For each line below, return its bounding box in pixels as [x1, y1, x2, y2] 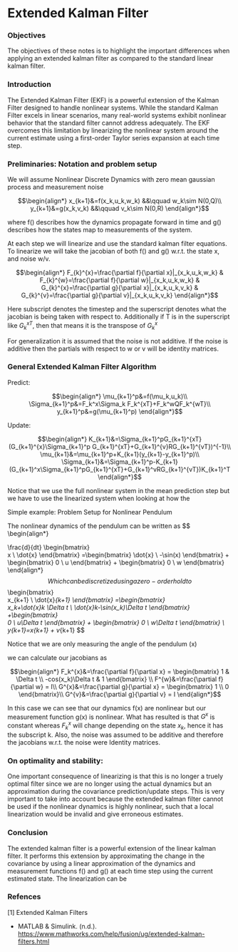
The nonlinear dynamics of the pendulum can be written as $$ [7, 522, 191, 530]
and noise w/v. [7, 254, 51, 263]
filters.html [17, 937, 50, 946]
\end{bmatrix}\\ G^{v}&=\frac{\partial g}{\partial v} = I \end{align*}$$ [18, 690, 222, 698]
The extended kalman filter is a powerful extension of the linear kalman [7, 844, 216, 852]
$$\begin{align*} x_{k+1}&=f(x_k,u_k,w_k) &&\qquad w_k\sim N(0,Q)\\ [17, 197, 222, 205]
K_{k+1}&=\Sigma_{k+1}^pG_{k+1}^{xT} [88, 435, 202, 443]
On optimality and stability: [7, 755, 103, 765]
